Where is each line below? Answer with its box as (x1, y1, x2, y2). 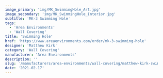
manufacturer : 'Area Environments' (5, 52, 77, 57)
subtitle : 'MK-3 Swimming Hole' (5, 16, 70, 21)
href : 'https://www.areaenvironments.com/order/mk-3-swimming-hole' (5, 39, 147, 44)
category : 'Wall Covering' (5, 47, 60, 52)
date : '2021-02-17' (5, 66, 45, 71)
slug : (5, 61, 16, 66)
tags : (5, 20, 16, 26)
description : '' (5, 57, 38, 62)
